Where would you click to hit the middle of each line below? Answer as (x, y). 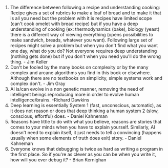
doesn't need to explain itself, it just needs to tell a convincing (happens (86, 132)
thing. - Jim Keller (29, 62)
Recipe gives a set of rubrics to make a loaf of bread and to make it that (86, 13)
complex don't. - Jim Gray (38, 83)
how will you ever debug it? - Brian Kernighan (58, 160)
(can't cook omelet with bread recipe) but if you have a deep (74, 24)
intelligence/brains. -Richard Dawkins (50, 100)
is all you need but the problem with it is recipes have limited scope (81, 18)
